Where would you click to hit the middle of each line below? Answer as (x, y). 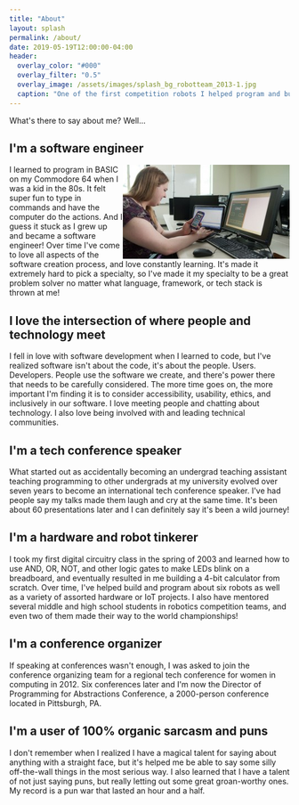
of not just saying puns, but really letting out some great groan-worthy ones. (149, 781)
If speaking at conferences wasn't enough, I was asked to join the (130, 665)
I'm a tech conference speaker (96, 450)
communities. (34, 422)
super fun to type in (45, 198)
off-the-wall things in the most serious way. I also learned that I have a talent (149, 771)
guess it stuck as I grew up (59, 226)
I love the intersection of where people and (130, 321)
